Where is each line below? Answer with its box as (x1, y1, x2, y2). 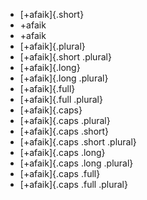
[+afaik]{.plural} (19, 40, 86, 52)
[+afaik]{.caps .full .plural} (19, 179, 128, 190)
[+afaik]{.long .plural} (19, 72, 109, 84)
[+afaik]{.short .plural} (19, 51, 112, 63)
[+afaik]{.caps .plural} (19, 115, 111, 126)
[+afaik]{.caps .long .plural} (19, 157, 134, 169)
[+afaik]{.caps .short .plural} (19, 136, 137, 148)
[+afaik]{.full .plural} (19, 94, 103, 105)
